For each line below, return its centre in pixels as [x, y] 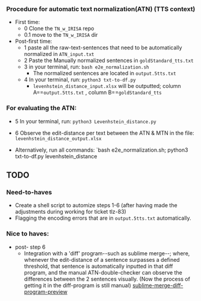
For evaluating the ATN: [42, 108]
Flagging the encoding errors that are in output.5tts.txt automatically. [103, 218]
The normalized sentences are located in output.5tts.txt [104, 73]
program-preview [46, 291]
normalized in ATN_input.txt [59, 54]
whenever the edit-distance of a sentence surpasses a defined [102, 259]
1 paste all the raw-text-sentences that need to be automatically [103, 48]
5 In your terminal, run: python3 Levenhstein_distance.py [85, 121]
